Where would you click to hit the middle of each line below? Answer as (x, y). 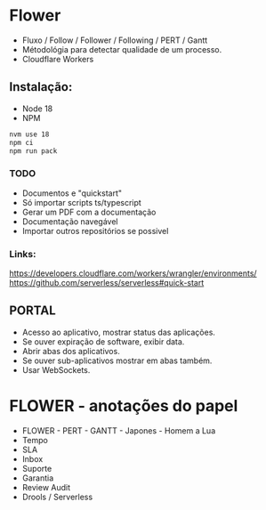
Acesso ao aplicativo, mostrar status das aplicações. (119, 332)
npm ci (21, 142)
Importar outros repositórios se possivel (95, 231)
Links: (23, 254)
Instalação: (41, 87)
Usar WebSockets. (56, 369)
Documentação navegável (70, 221)
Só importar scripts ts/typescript (82, 202)
